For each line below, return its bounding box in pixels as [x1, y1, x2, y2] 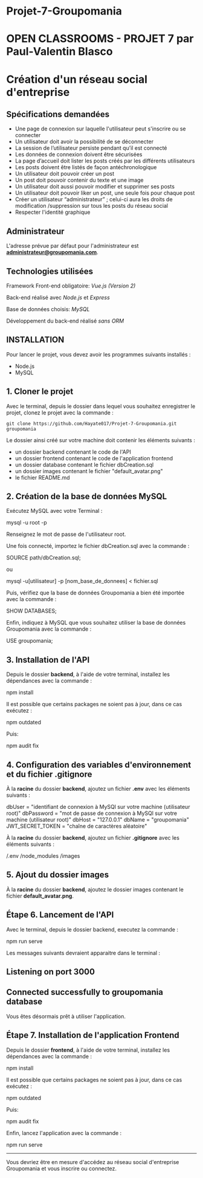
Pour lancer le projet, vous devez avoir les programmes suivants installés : [6, 350, 192, 358]
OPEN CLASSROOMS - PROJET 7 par [6, 32, 195, 46]
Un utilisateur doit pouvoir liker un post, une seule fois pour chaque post [14, 189, 195, 197]
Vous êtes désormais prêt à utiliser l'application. [6, 1012, 126, 1020]
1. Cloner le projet [6, 387, 74, 397]
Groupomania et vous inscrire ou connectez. [6, 1165, 117, 1172]
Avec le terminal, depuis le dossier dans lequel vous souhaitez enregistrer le [6, 402, 196, 410]
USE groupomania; [6, 637, 53, 645]
